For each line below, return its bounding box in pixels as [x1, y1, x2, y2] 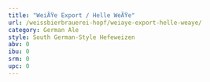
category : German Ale [8, 26, 79, 34]
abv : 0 [8, 41, 30, 48]
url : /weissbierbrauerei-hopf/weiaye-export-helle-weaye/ [8, 19, 202, 27]
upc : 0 [8, 62, 30, 70]
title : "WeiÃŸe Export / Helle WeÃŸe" [8, 11, 135, 20]
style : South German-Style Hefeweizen [8, 33, 135, 41]
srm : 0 [8, 55, 30, 63]
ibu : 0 [8, 48, 30, 55]
